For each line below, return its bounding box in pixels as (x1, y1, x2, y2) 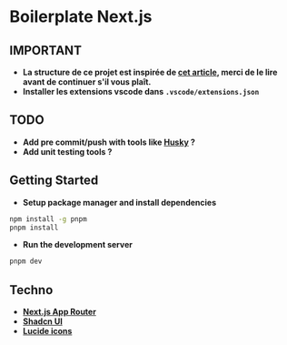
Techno (9, 282, 54, 298)
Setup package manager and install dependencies (22, 197, 217, 208)
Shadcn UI (22, 316, 64, 327)
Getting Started (9, 173, 99, 188)
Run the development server (22, 239, 134, 250)
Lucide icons (22, 326, 73, 337)
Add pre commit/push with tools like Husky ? (22, 137, 195, 147)
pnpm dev (9, 257, 43, 266)
